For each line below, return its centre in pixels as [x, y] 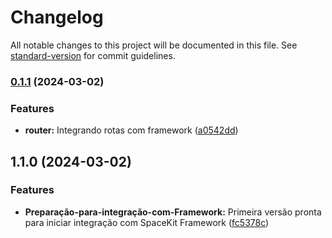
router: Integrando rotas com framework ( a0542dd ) [131, 130]
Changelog [57, 17]
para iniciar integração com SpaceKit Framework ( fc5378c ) [147, 222]
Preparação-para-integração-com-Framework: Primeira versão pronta [173, 212]
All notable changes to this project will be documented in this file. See [154, 45]
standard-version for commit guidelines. [93, 55]
